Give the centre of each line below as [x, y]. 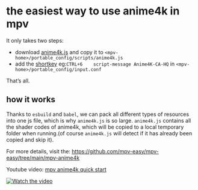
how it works [31, 100]
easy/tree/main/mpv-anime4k [43, 158]
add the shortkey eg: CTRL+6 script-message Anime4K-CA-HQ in [95, 64]
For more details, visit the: [39, 151]
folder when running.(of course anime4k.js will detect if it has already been [99, 133]
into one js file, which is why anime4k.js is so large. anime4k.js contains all [99, 120]
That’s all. [18, 81]
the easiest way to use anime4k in [93, 11]
